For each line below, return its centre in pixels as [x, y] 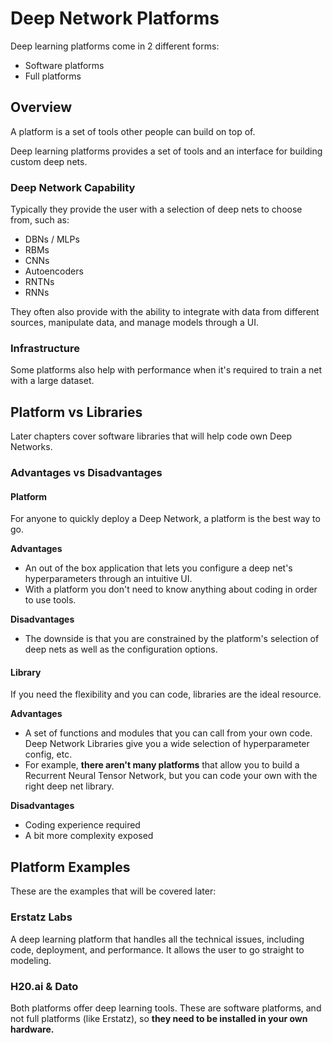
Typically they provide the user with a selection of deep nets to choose [156, 209]
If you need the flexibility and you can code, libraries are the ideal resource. [166, 694]
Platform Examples [70, 867]
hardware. [32, 1029]
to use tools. [50, 600]
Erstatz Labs [41, 917]
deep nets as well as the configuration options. [121, 649]
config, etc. [48, 754]
